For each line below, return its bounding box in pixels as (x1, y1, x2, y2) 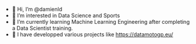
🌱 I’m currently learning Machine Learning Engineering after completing (11, 18, 190, 25)
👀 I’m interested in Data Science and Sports (11, 12, 121, 19)
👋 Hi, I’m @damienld (11, 6, 63, 12)
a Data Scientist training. (11, 24, 74, 32)
